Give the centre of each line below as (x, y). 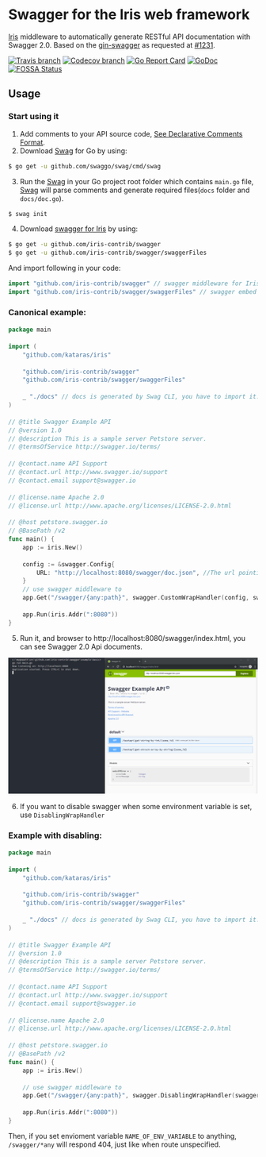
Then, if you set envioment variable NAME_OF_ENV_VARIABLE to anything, (123, 1136)
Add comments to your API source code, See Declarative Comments (131, 133)
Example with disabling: (55, 835)
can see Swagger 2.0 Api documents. (81, 646)
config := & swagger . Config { (68, 564)
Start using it (34, 117)
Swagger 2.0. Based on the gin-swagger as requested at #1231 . (112, 44)
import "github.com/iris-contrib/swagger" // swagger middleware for (125, 283)
